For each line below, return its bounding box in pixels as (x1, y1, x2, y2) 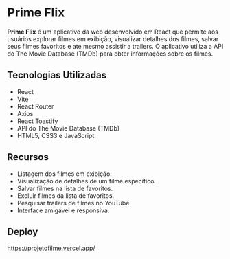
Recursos (7, 151, 49, 163)
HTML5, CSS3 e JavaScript (16, 131, 95, 139)
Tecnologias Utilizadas (7, 69, 107, 81)
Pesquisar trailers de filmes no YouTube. (16, 199, 132, 207)
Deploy (7, 225, 38, 238)
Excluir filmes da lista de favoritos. (16, 191, 115, 200)
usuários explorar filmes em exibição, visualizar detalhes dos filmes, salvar (7, 34, 219, 43)
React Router (16, 102, 54, 111)
